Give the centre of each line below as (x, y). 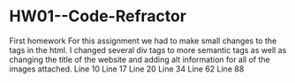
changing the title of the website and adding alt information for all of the (140, 59)
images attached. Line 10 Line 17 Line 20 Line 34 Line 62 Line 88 (127, 69)
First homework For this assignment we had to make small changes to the (143, 41)
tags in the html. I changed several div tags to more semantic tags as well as (148, 49)
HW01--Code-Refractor (98, 16)
